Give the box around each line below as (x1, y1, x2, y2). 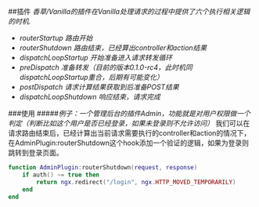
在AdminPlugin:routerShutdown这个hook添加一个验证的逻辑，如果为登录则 (8, 138, 249, 147)
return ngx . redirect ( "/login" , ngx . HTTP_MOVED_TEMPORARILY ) (36, 178, 236, 186)
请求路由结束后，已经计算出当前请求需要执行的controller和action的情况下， (8, 129, 251, 137)
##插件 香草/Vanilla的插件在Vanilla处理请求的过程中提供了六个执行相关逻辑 (8, 7, 250, 16)
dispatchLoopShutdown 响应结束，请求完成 (19, 93, 160, 101)
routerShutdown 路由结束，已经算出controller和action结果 (19, 43, 207, 53)
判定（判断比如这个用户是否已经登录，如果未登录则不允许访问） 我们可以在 (8, 118, 250, 128)
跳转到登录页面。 (8, 148, 63, 157)
